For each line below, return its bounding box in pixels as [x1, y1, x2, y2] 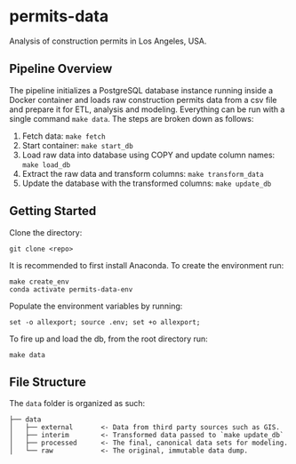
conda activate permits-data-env [9, 284, 133, 294]
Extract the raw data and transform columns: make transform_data [21, 168, 264, 179]
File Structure [9, 374, 86, 389]
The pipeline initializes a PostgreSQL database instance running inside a [9, 84, 274, 95]
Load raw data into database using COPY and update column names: [21, 149, 276, 160]
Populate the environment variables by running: [9, 300, 183, 311]
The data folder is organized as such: [9, 398, 146, 409]
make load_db [21, 160, 71, 170]
